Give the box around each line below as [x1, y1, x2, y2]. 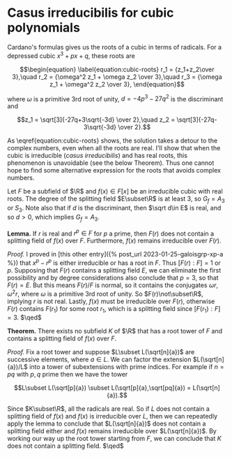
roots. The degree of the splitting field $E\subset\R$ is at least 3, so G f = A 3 [7, 194, 225, 205]
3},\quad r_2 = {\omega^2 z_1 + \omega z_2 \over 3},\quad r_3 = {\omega [11, 72, 222, 81]
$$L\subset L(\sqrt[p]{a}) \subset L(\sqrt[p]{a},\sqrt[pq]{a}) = [13, 384, 192, 392]
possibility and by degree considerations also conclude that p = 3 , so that [7, 273, 219, 282]
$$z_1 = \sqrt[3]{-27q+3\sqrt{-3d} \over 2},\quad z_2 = [17, 115, 176, 124]
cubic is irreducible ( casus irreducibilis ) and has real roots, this [7, 152, 188, 160]
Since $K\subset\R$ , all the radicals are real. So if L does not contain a [7, 405, 210, 413]
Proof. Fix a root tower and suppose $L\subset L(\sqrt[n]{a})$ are [7, 348, 195, 356]
